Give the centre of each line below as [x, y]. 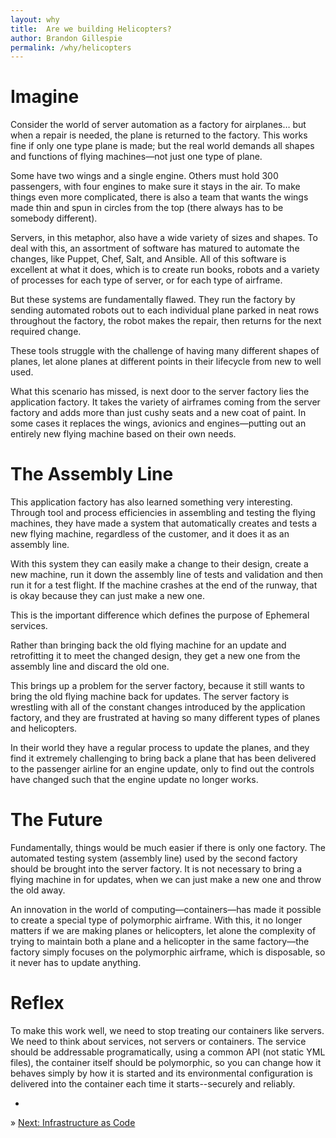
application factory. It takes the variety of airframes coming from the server [165, 402]
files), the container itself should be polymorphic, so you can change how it [166, 1062]
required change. [46, 332]
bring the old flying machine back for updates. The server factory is [150, 697]
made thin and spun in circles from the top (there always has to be [147, 208]
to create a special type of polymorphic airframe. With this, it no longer [156, 920]
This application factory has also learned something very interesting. [151, 502]
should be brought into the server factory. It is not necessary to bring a [156, 869]
